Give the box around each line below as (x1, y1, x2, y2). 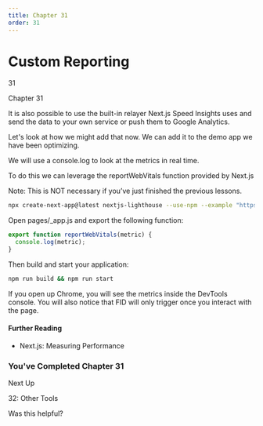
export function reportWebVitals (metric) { (8, 231, 153, 239)
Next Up (8, 378, 35, 388)
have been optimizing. (8, 140, 80, 150)
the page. (8, 305, 39, 315)
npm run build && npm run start (8, 275, 113, 282)
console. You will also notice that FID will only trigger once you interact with (8, 297, 252, 307)
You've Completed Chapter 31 (8, 360, 124, 371)
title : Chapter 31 (8, 11, 68, 20)
